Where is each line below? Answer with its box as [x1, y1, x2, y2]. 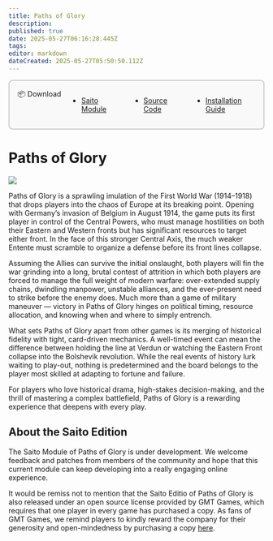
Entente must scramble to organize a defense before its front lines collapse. [8, 243, 262, 252]
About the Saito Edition [8, 425, 128, 439]
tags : [8, 42, 27, 50]
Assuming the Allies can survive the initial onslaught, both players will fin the [8, 258, 265, 268]
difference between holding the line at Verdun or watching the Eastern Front [8, 342, 262, 353]
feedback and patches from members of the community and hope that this [8, 455, 258, 465]
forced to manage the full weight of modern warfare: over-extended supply [8, 275, 260, 285]
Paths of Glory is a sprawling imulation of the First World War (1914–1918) [8, 191, 253, 200]
